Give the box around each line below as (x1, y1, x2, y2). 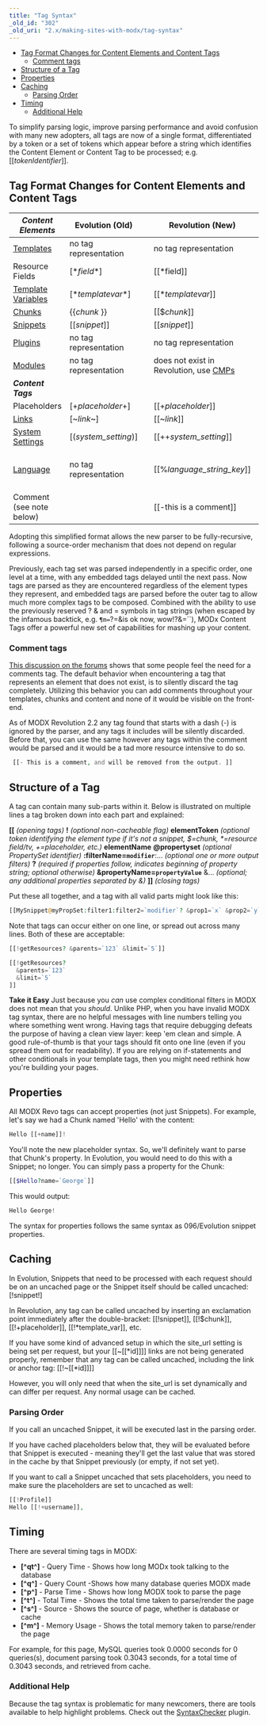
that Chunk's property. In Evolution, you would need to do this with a (9, 1154, 233, 1163)
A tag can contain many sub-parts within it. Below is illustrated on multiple (9, 802, 251, 811)
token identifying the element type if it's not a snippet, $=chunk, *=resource (9, 834, 257, 844)
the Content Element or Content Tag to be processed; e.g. (9, 147, 198, 157)
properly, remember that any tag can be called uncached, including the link (9, 1354, 254, 1364)
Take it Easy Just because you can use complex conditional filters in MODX (9, 995, 257, 1005)
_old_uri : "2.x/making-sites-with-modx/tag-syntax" (9, 26, 183, 34)
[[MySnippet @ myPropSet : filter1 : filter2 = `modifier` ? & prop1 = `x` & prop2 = (9, 906, 250, 915)
